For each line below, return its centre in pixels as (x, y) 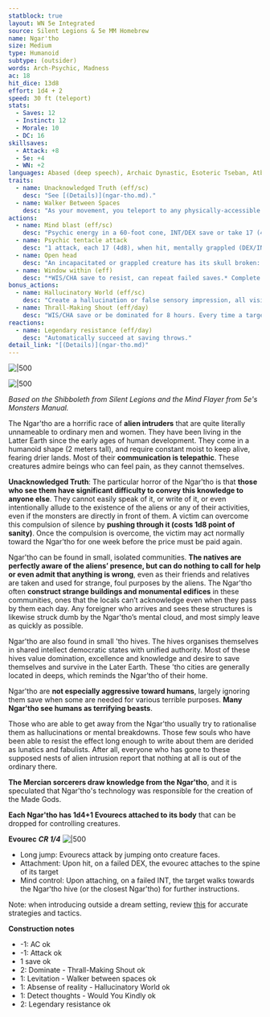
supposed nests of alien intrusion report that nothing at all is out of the (125, 759)
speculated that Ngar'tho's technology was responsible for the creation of (131, 791)
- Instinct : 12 (41, 121)
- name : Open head (47, 255)
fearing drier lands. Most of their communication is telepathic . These (124, 458)
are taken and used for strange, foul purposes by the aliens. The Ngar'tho (130, 583)
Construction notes (41, 929)
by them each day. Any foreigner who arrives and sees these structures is (131, 609)
